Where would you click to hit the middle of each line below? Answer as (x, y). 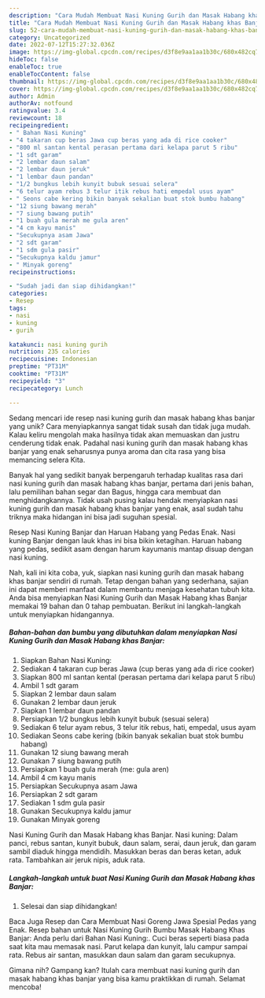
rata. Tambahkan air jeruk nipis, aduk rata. (77, 860)
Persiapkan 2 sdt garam (59, 795)
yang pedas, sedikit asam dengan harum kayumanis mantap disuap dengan (131, 549)
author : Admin (32, 96)
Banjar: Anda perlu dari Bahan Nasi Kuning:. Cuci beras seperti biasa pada (129, 938)
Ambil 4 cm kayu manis (58, 778)
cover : (20, 89)
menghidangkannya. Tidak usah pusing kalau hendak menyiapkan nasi (123, 500)
